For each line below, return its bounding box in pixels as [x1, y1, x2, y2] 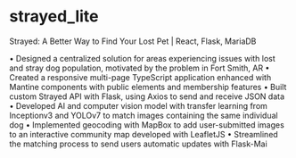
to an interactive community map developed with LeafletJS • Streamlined [9, 129, 278, 139]
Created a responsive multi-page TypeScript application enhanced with [9, 71, 272, 82]
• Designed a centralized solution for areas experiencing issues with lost [9, 53, 276, 63]
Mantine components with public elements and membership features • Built [9, 81, 287, 92]
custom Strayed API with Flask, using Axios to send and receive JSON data [9, 91, 285, 102]
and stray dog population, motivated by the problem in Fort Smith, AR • [9, 62, 270, 73]
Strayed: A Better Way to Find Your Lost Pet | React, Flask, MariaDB [9, 36, 257, 46]
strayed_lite [9, 6, 100, 27]
